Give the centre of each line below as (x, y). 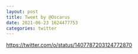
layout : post (22, 12)
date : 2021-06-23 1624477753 (42, 23)
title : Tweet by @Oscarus (38, 17)
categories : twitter (32, 28)
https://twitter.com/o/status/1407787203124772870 (69, 45)
